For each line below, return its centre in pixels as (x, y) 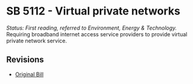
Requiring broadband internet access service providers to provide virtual (97, 34)
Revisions (25, 60)
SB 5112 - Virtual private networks (93, 11)
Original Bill (29, 74)
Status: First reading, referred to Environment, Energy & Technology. (92, 28)
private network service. (37, 40)
